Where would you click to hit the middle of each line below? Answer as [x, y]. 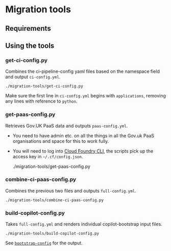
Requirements [28, 28]
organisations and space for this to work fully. [61, 141]
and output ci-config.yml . [33, 77]
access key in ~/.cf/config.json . [48, 156]
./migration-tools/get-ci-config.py [44, 86]
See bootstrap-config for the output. [44, 243]
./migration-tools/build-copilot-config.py [52, 234]
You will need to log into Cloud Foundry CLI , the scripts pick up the [83, 151]
